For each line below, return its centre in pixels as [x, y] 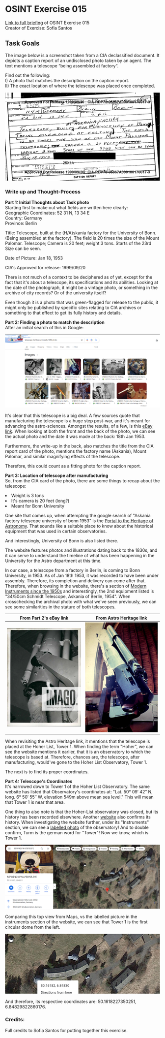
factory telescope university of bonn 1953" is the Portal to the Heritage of [79, 521]
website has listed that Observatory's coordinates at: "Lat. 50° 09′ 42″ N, [79, 792]
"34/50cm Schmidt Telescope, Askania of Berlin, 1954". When [68, 597]
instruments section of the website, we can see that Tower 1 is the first [76, 922]
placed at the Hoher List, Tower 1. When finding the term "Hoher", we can [79, 747]
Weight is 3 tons [28, 496]
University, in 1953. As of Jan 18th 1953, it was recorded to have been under [82, 576]
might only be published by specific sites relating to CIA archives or [73, 308]
